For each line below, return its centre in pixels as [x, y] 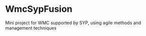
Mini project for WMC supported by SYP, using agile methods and [73, 23]
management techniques [31, 28]
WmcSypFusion [39, 9]
